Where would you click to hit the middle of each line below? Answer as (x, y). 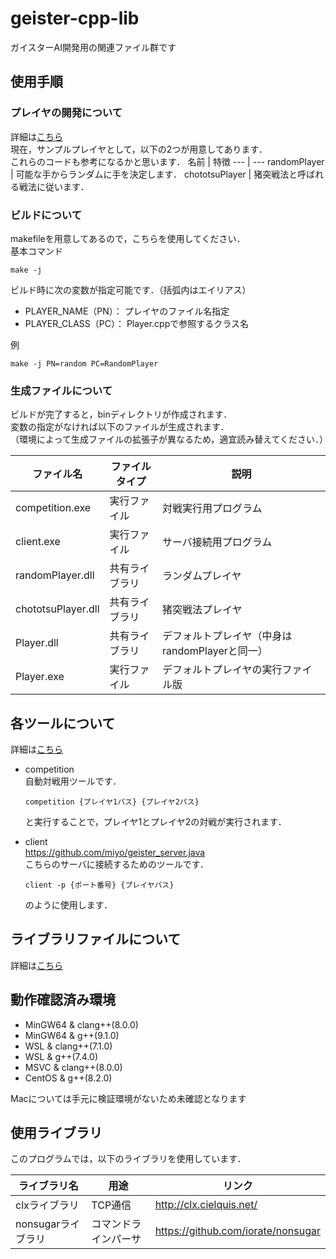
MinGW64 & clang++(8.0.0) (81, 1024)
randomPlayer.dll (55, 575)
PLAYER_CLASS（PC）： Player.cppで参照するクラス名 (136, 323)
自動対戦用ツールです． (73, 781)
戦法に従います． (54, 186)
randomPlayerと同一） (215, 651)
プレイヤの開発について (66, 113)
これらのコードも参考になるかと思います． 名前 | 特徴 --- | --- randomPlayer (167, 161)
